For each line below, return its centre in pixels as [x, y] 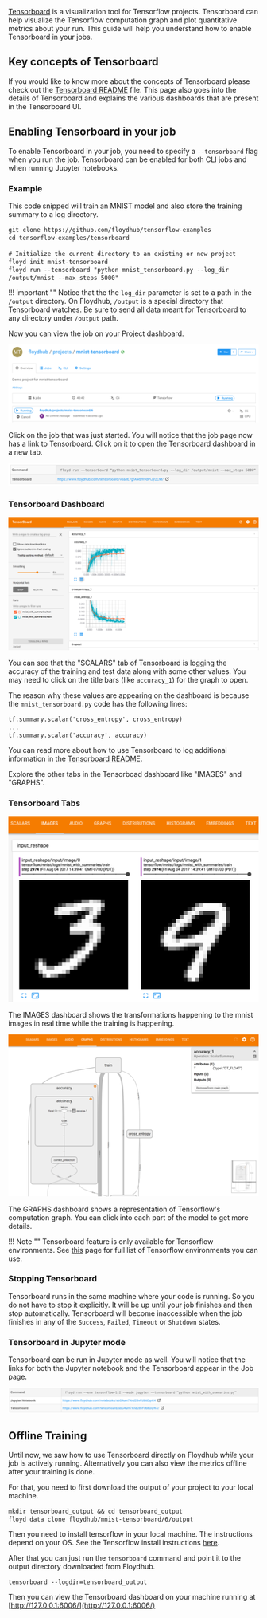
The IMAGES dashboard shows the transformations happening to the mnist [131, 1015]
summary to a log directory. [54, 214]
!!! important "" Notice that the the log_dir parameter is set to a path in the [130, 292]
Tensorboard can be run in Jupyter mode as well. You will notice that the [127, 1360]
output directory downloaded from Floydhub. [82, 1567]
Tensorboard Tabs [44, 803]
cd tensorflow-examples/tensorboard [69, 238]
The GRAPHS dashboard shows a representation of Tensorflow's [114, 1209]
